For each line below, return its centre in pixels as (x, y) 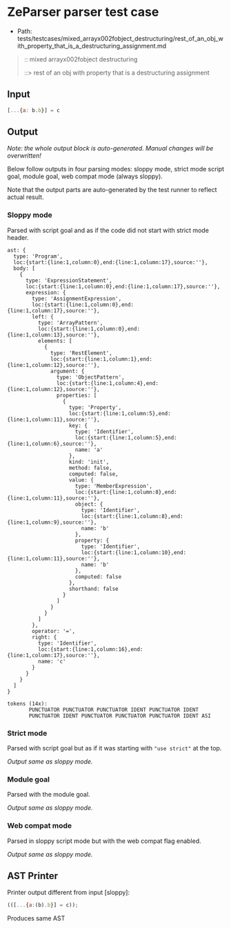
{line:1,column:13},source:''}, (53, 335)
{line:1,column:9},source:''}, (52, 522)
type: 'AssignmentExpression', (77, 299)
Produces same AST (36, 918)
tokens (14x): (28, 703)
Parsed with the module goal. (49, 795)
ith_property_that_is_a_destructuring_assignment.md (92, 46)
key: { (78, 426)
